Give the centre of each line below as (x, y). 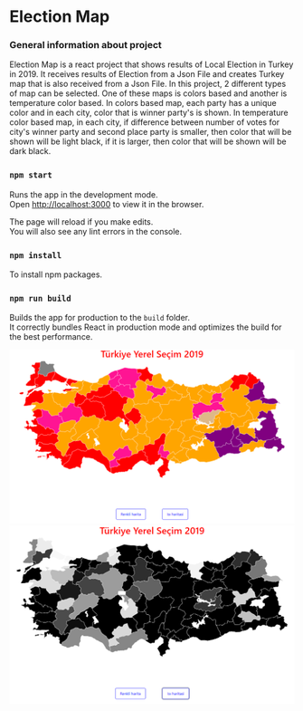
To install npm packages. (56, 274)
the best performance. (51, 337)
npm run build (40, 298)
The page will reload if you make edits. (81, 221)
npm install (36, 255)
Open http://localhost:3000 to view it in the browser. (107, 204)
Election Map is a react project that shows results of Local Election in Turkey (151, 64)
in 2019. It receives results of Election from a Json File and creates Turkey (147, 74)
